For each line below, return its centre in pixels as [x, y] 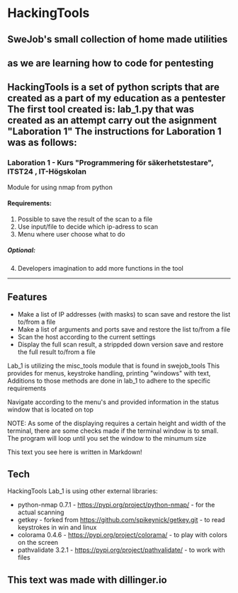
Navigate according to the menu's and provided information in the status [113, 402]
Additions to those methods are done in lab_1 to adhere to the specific [109, 380]
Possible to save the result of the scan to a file [85, 219]
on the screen [38, 543]
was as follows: [42, 143]
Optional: [22, 250]
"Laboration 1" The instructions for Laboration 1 [114, 131]
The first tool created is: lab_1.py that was [101, 109]
